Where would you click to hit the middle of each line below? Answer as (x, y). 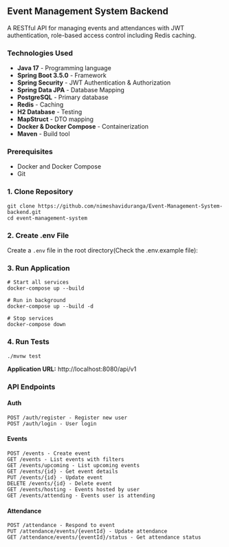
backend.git (24, 212)
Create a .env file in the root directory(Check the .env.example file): (102, 250)
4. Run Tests (28, 342)
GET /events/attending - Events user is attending (81, 495)
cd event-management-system (47, 218)
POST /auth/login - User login (52, 423)
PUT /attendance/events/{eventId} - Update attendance (87, 532)
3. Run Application (39, 268)
